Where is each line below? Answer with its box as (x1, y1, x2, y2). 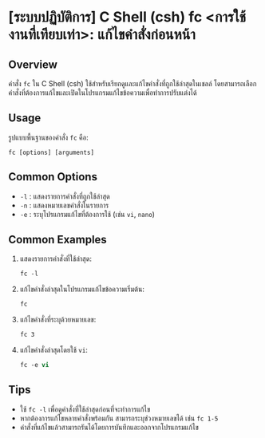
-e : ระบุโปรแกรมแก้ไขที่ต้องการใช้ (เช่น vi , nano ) (19, 209, 156, 219)
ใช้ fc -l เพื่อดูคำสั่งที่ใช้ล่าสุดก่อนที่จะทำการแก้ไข (19, 404, 151, 414)
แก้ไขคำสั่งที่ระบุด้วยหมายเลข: (19, 315, 97, 325)
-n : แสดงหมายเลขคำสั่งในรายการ (19, 200, 109, 210)
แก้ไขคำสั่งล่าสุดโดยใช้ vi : (19, 345, 88, 355)
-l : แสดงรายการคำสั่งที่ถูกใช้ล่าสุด (19, 191, 110, 201)
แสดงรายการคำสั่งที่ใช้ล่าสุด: (19, 254, 92, 263)
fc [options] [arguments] (8, 148, 94, 156)
